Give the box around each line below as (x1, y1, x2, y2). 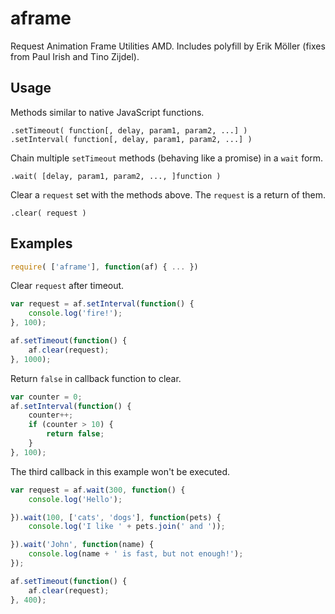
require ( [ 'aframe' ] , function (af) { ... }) (10, 262, 199, 272)
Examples (10, 235, 73, 252)
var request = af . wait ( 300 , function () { (10, 485, 186, 495)
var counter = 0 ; (10, 392, 83, 402)
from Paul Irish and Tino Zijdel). (10, 50, 140, 62)
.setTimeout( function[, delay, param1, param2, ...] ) (10, 125, 248, 136)
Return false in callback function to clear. (10, 372, 182, 384)
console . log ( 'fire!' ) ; (28, 308, 123, 319)
